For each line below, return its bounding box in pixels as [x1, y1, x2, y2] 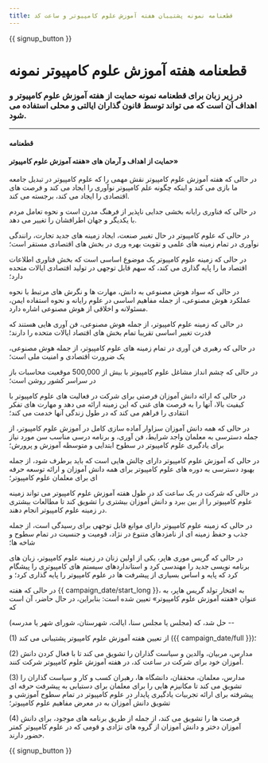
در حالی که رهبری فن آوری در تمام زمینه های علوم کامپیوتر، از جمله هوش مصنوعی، [9, 343, 255, 352]
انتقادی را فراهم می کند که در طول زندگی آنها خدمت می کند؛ [9, 407, 189, 417]
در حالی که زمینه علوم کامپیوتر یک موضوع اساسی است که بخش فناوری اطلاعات [9, 254, 247, 264]
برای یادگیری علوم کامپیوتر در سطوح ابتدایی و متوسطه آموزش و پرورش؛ [9, 440, 225, 450]
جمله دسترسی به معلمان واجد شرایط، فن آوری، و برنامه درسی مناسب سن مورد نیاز [9, 431, 258, 441]
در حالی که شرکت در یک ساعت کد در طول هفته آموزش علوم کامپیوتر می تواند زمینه [9, 488, 258, 498]
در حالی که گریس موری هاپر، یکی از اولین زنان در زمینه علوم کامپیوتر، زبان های [9, 553, 243, 562]
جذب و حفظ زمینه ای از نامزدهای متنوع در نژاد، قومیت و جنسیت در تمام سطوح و [9, 529, 249, 538]
